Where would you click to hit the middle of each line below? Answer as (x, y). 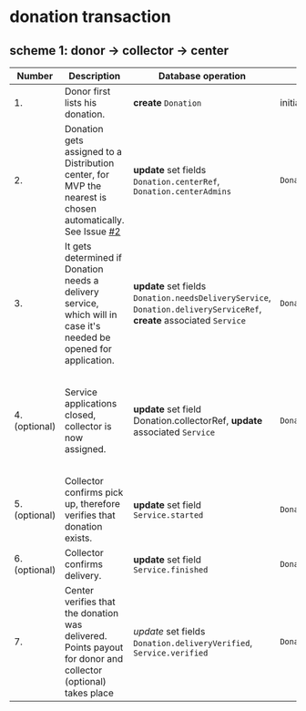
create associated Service (189, 320)
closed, (80, 415)
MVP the (83, 186)
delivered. (86, 636)
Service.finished (171, 570)
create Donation (168, 103)
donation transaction (90, 17)
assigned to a (93, 152)
